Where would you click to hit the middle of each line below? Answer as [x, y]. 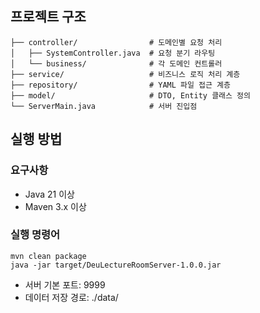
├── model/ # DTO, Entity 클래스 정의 [131, 95]
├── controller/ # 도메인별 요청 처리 [116, 42]
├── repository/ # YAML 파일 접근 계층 [120, 85]
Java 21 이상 [49, 194]
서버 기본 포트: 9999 [65, 284]
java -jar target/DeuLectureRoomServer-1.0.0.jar [116, 265]
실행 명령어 [35, 235]
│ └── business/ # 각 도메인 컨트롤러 [116, 63]
